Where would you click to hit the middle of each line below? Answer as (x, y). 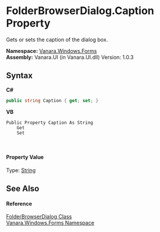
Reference (19, 203)
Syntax (19, 75)
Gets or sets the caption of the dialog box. (57, 39)
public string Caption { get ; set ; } (52, 100)
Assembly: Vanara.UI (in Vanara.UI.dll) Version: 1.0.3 (70, 57)
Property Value (25, 157)
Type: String (21, 170)
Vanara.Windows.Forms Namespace (50, 223)
